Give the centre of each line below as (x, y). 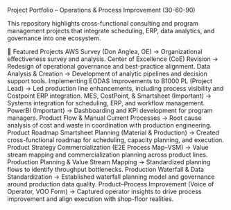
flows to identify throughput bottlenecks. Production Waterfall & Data (106, 169)
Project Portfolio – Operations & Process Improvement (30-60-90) (101, 10)
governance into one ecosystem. (54, 38)
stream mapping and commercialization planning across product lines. (108, 155)
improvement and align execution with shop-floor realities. (91, 199)
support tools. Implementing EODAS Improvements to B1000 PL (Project (110, 81)
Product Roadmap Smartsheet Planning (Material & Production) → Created (113, 132)
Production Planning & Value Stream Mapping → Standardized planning (109, 162)
